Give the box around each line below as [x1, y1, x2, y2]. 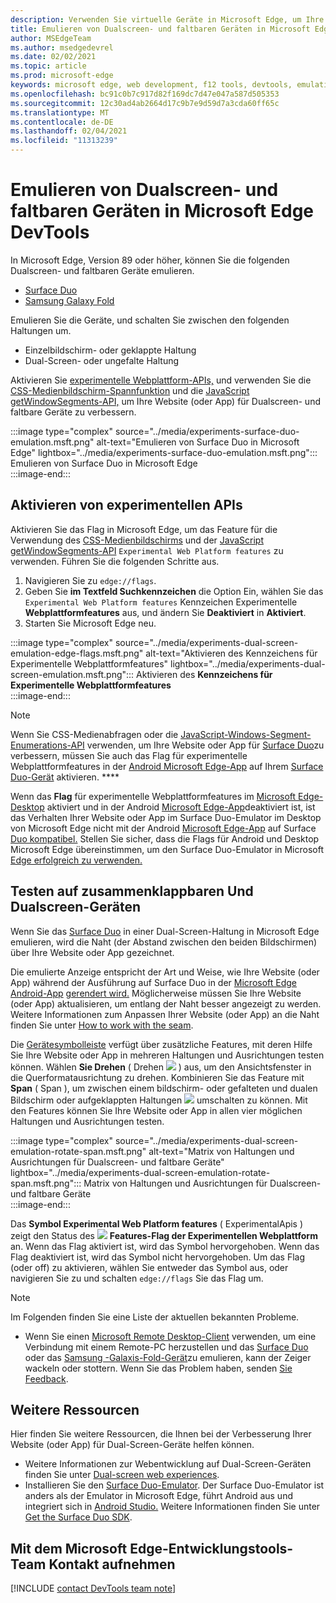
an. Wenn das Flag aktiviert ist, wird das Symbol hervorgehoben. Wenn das [10, 1240, 320, 1252]
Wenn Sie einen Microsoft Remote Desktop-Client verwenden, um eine [24, 1330, 317, 1342]
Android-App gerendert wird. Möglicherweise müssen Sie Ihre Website [10, 987, 302, 999]
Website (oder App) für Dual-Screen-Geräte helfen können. [10, 1439, 255, 1451]
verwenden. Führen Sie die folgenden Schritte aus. [10, 555, 220, 567]
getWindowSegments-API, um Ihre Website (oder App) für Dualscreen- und [10, 395, 321, 407]
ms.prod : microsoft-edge [10, 71, 114, 81]
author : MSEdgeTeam [10, 33, 92, 43]
